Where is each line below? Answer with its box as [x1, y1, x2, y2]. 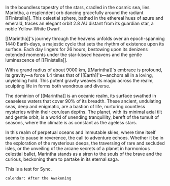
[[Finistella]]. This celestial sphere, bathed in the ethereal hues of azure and [5, 15, 163, 21]
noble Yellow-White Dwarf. [5, 26, 61, 32]
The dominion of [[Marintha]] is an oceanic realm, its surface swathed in [5, 93, 156, 99]
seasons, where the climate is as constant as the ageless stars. [5, 120, 138, 125]
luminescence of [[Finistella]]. [5, 57, 67, 63]
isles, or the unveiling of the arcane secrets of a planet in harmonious [5, 146, 150, 151]
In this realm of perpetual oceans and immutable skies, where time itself [5, 129, 156, 135]
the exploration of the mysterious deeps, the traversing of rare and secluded [5, 140, 165, 146]
